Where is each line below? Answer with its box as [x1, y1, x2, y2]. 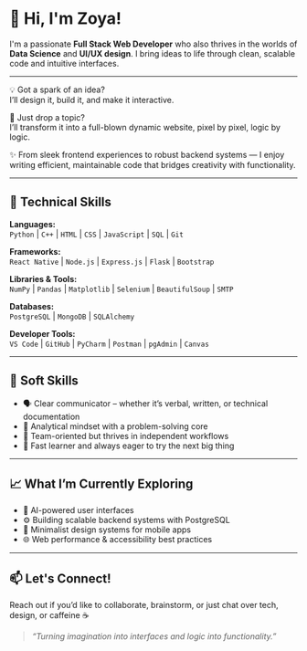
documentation [22, 411, 80, 422]
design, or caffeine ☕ [9, 610, 90, 621]
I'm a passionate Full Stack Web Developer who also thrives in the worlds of [9, 38, 298, 49]
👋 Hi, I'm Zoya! [9, 8, 122, 29]
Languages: [9, 218, 57, 229]
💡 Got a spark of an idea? [9, 84, 105, 95]
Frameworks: [9, 246, 61, 257]
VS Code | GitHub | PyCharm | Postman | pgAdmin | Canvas [9, 338, 210, 349]
